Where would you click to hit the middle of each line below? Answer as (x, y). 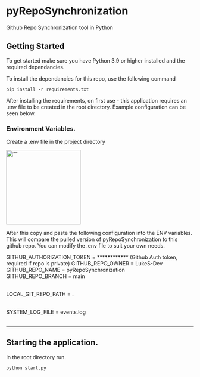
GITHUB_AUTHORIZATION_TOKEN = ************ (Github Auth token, (92, 257)
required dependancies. (35, 67)
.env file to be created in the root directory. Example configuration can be (96, 107)
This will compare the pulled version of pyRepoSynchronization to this (92, 239)
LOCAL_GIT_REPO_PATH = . (40, 294)
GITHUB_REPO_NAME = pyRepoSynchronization (65, 270)
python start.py (26, 368)
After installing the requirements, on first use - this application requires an (97, 100)
